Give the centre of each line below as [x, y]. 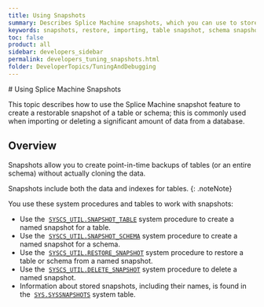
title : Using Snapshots [47, 15]
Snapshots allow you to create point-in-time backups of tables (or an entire [130, 165]
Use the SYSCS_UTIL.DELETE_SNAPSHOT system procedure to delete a [128, 269]
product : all [29, 45]
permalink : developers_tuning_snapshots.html [84, 60]
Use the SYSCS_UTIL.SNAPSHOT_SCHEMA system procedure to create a [128, 235]
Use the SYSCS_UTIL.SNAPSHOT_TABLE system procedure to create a [126, 219]
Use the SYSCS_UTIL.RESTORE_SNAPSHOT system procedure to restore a [131, 252]
